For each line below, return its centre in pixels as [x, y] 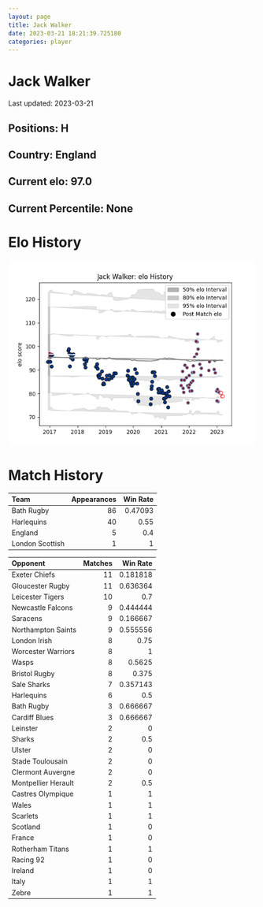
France [23, 838]
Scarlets [25, 816]
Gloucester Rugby [41, 585]
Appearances [94, 500]
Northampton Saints [44, 630]
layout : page [30, 17]
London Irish [32, 640]
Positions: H [39, 128]
